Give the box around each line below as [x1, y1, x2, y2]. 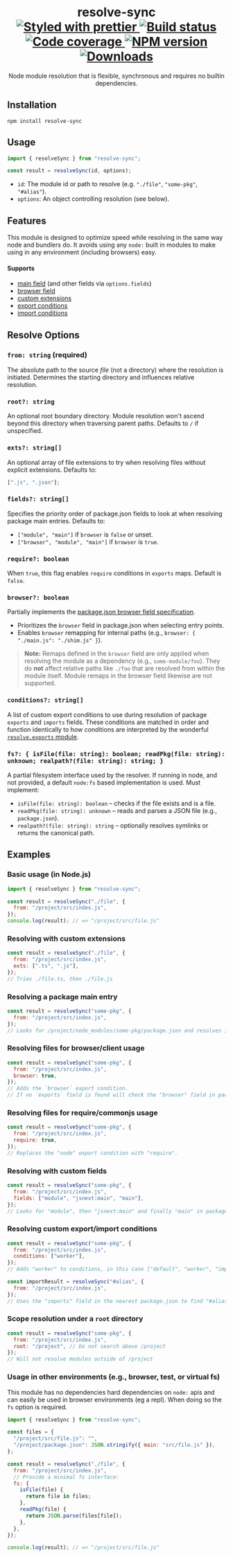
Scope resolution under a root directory [7, 1314, 144, 1324]
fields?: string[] [7, 495, 69, 503]
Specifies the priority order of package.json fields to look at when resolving [7, 509, 223, 518]
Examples [7, 848, 51, 861]
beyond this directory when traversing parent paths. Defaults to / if [7, 419, 199, 427]
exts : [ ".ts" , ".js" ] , [13, 962, 79, 969]
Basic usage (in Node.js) [7, 869, 92, 879]
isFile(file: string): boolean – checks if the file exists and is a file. [17, 799, 216, 807]
